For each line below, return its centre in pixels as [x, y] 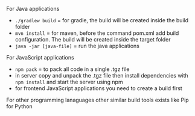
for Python [19, 106]
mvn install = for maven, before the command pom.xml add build [97, 33]
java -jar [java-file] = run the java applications [77, 46]
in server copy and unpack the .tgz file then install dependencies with [101, 75]
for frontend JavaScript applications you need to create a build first [98, 88]
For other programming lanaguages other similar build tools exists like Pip [97, 100]
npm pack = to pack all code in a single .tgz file [72, 69]
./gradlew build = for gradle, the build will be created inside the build [102, 20]
